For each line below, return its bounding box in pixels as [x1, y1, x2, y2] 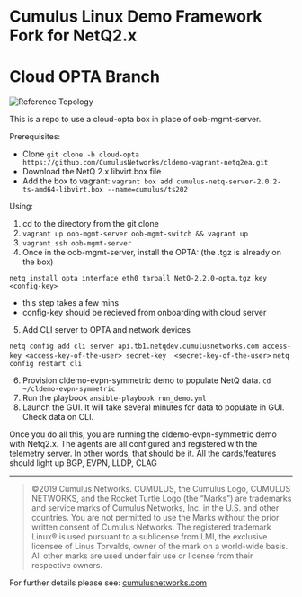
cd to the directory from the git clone [22, 218, 159, 229]
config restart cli [9, 360, 83, 369]
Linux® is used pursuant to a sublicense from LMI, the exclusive [31, 531, 268, 542]
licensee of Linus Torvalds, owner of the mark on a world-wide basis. [31, 541, 289, 552]
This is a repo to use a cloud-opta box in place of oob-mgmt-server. [9, 114, 262, 125]
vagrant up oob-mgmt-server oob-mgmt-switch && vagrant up [22, 229, 249, 239]
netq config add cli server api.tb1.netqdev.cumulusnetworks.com [9, 342, 259, 352]
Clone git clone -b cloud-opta [22, 148, 139, 159]
